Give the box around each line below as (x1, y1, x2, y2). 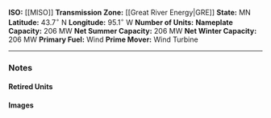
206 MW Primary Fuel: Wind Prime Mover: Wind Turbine (8, 35, 199, 44)
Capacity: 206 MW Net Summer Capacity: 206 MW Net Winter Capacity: (8, 26, 257, 35)
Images (8, 100, 34, 110)
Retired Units (8, 82, 53, 92)
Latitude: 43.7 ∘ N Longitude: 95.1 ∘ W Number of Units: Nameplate (8, 16, 234, 27)
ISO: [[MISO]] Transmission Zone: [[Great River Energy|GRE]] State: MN (8, 8, 252, 17)
